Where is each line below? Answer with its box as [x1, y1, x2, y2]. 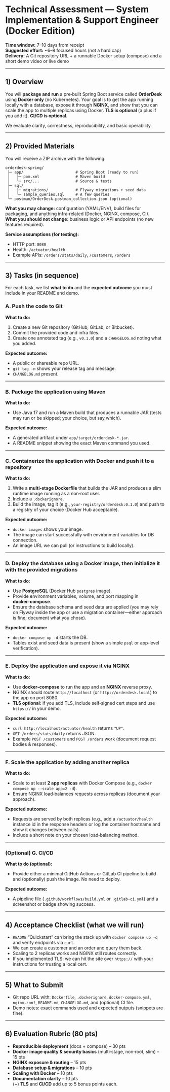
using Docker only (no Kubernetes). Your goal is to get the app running [5, 96, 153, 103]
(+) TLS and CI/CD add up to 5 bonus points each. [12, 1081, 118, 1087]
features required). [5, 221, 45, 227]
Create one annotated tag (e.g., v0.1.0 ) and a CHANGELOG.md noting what [12, 335, 162, 341]
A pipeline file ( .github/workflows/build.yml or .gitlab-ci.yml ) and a [12, 896, 158, 902]
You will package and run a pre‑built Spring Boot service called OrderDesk [5, 91, 162, 97]
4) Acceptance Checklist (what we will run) [5, 920, 144, 929]
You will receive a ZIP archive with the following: [5, 155, 106, 161]
